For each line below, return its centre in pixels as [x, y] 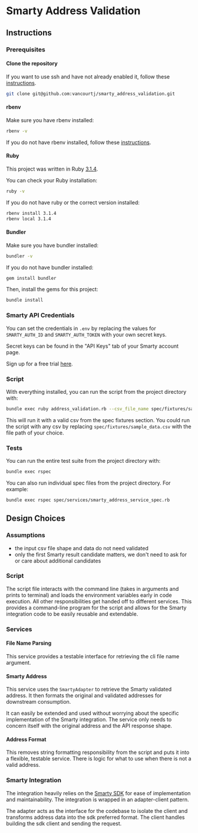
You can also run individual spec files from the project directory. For [88, 483]
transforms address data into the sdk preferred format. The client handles [95, 817]
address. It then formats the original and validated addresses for [84, 695]
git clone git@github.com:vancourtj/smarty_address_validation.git [91, 94]
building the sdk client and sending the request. [64, 823]
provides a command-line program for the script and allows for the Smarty [96, 607]
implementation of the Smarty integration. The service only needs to [89, 720]
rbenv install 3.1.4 [32, 213]
